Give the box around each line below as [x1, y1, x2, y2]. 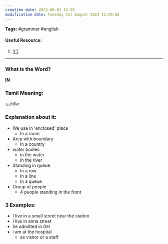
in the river [19, 157, 42, 163]
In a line [19, 173, 36, 179]
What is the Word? [5, 66, 51, 73]
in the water [19, 151, 45, 158]
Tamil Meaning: [5, 89, 44, 96]
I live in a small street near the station [12, 212, 89, 218]
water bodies [12, 146, 40, 152]
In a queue [19, 178, 42, 184]
